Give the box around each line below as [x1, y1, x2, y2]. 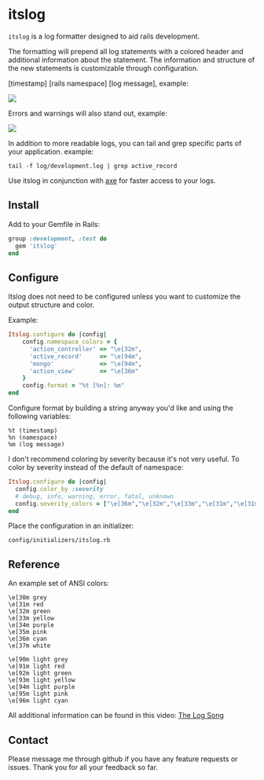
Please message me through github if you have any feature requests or [8, 754, 238, 764]
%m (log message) [8, 441, 65, 449]
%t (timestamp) [8, 427, 58, 435]
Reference [8, 558, 60, 571]
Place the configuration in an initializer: [8, 521, 134, 531]
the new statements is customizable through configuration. [8, 63, 199, 72]
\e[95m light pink [8, 690, 68, 698]
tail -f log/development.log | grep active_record [8, 162, 178, 170]
